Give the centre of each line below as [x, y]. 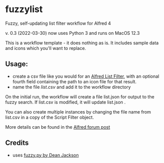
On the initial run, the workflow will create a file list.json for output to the [80, 96]
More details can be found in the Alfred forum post [58, 127]
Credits [17, 143]
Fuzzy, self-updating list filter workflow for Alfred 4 [58, 23]
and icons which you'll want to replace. [46, 48]
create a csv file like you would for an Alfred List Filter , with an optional [86, 76]
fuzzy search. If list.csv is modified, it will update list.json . [65, 102]
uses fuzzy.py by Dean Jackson [46, 155]
